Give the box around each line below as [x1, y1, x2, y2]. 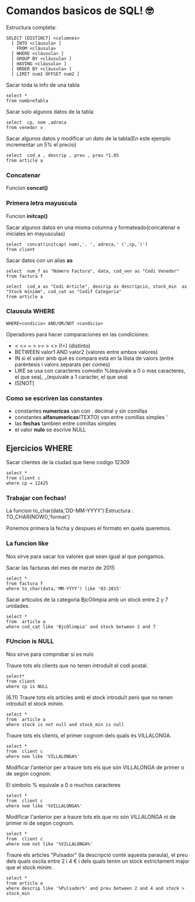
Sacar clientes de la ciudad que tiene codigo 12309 [6, 458, 130, 465]
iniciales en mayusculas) [6, 230, 66, 237]
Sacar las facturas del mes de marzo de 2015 [6, 564, 115, 571]
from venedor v [6, 124, 43, 130]
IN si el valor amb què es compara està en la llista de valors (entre [14, 355, 174, 362]
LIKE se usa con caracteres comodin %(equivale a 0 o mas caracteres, [14, 367, 186, 374]
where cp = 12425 [6, 480, 49, 486]
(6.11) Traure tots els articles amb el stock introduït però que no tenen [6, 693, 173, 701]
